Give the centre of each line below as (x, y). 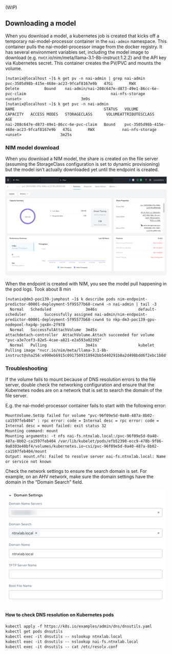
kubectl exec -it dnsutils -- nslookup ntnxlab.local (64, 637)
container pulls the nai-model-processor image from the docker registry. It (84, 47)
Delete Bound (31, 89)
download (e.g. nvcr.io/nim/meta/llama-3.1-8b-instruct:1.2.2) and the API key (86, 57)
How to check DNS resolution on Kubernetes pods (60, 615)
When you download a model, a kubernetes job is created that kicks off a (82, 36)
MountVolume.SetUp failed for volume (46, 416)
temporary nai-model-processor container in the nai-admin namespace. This (86, 41)
